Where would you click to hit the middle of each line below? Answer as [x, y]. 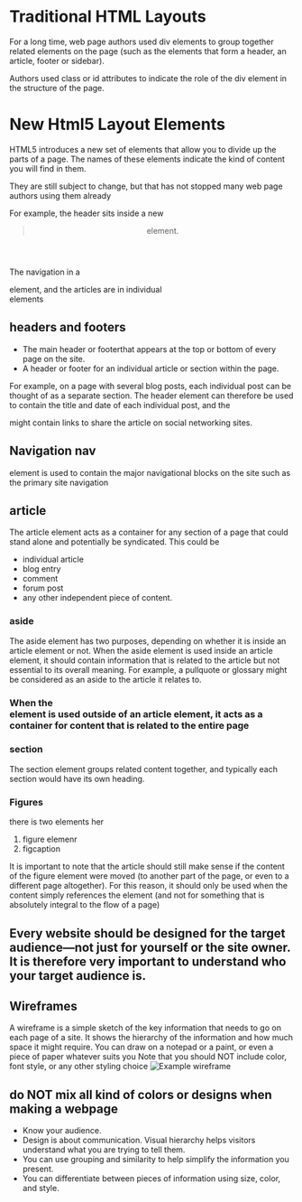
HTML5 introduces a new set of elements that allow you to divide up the [143, 149]
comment [40, 579]
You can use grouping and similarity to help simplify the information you [156, 1160]
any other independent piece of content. [97, 598]
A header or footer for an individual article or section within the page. [151, 368]
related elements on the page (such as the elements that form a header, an [148, 51]
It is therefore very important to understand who [148, 961]
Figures [26, 802]
